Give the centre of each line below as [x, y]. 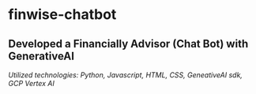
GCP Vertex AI [32, 83]
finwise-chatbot [62, 15]
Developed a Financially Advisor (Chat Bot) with [128, 44]
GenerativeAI [41, 56]
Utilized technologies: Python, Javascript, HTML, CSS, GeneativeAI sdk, [126, 75]
